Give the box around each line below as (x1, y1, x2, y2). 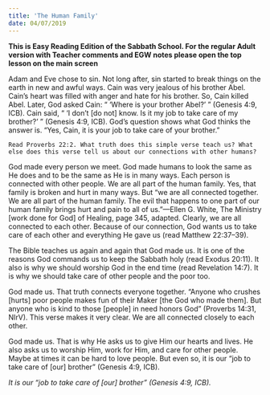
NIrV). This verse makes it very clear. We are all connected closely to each (8, 312, 255, 322)
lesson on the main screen (8, 58, 99, 68)
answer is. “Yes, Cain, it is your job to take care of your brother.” (8, 125, 220, 135)
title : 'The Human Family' (8, 11, 99, 20)
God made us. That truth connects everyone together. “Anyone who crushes (8, 287, 261, 296)
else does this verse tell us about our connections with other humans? (8, 148, 257, 156)
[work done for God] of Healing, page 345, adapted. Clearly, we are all (8, 213, 242, 222)
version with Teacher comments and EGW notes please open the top (8, 50, 243, 59)
